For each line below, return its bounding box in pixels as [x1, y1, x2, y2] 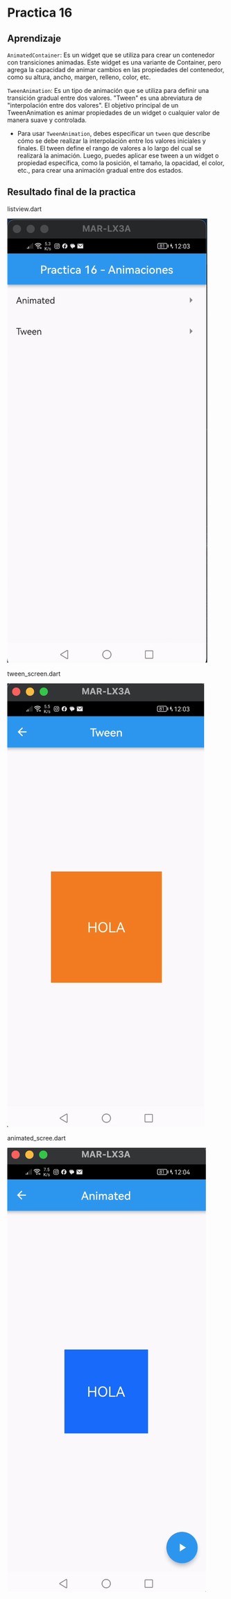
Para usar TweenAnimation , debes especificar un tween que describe [17, 130, 210, 137]
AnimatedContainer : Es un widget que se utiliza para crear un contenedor [7, 51, 215, 59]
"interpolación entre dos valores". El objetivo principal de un [7, 101, 179, 109]
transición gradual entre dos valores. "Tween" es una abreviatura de [7, 94, 203, 102]
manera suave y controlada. [7, 116, 87, 124]
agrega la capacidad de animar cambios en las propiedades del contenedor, [7, 66, 225, 74]
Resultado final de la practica [7, 186, 136, 198]
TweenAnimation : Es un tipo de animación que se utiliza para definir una [7, 87, 209, 94]
